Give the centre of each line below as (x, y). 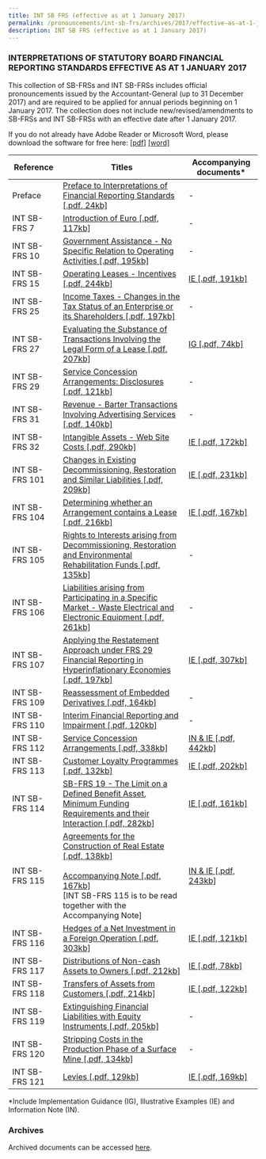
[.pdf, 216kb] (88, 522)
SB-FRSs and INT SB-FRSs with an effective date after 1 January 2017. (123, 119)
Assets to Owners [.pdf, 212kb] (122, 970)
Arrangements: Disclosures (113, 381)
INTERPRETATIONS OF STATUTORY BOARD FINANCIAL (116, 58)
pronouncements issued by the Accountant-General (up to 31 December (126, 93)
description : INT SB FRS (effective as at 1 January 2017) (108, 30)
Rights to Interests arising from (120, 535)
